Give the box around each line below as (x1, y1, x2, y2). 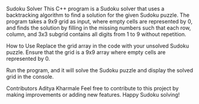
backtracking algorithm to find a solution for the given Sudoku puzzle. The (6, 11, 190, 19)
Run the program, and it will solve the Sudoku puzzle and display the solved (6, 67, 194, 74)
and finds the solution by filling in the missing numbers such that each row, (6, 24, 191, 31)
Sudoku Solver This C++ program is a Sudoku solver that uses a (6, 5, 165, 12)
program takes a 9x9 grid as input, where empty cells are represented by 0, (6, 18, 193, 25)
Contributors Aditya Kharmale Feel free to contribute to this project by (6, 85, 179, 92)
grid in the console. (6, 73, 54, 80)
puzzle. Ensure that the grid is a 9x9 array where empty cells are (6, 49, 166, 56)
